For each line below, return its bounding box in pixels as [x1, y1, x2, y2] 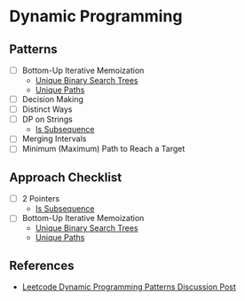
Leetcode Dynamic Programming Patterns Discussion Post [21, 281, 237, 292]
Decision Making [21, 94, 84, 105]
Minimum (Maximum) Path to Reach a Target [21, 144, 186, 154]
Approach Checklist [9, 170, 122, 185]
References [9, 257, 75, 273]
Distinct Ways [21, 104, 73, 115]
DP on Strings [21, 114, 73, 125]
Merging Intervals [21, 133, 87, 144]
